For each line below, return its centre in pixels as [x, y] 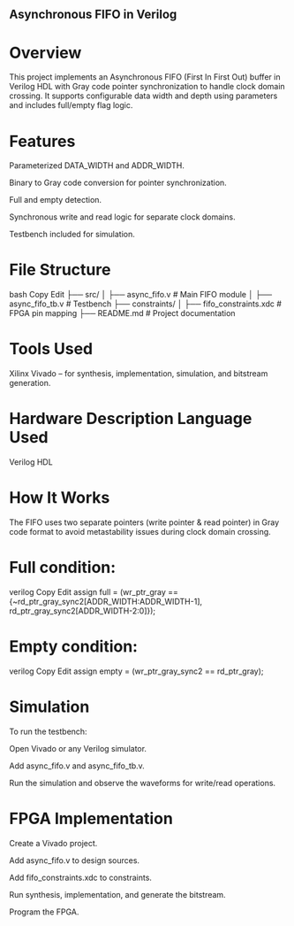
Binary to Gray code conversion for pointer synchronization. [118, 183]
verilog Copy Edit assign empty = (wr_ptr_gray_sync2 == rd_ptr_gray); [136, 671]
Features [42, 141]
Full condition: [63, 568]
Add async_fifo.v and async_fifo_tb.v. [77, 766]
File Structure [60, 270]
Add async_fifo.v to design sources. [74, 860]
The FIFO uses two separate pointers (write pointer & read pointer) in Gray [144, 522]
